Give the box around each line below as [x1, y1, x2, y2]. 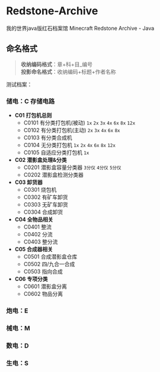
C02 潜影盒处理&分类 [14, 157, 67, 164]
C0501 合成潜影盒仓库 [23, 253, 78, 260]
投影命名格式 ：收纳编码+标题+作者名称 [20, 68, 117, 75]
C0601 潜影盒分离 [23, 283, 67, 290]
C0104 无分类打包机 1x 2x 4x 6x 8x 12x [23, 142, 116, 149]
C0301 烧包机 [23, 186, 57, 193]
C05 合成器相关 [14, 246, 53, 253]
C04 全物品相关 [14, 216, 53, 223]
